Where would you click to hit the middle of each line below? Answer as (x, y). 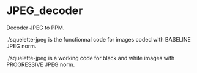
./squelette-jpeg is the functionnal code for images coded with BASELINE (98, 39)
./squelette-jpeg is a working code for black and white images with (91, 58)
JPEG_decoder (45, 11)
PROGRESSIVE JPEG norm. (41, 64)
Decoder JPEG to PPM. (35, 28)
